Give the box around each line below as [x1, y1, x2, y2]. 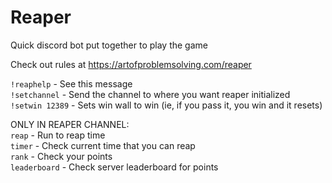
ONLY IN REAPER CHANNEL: [10, 118, 130, 130]
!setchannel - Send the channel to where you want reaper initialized [10, 88, 291, 100]
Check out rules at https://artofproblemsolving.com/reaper [10, 58, 252, 70]
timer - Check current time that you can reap [10, 139, 196, 151]
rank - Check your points [10, 150, 113, 162]
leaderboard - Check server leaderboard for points [10, 161, 219, 173]
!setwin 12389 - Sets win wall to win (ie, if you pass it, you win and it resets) [10, 99, 323, 111]
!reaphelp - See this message [10, 77, 133, 90]
